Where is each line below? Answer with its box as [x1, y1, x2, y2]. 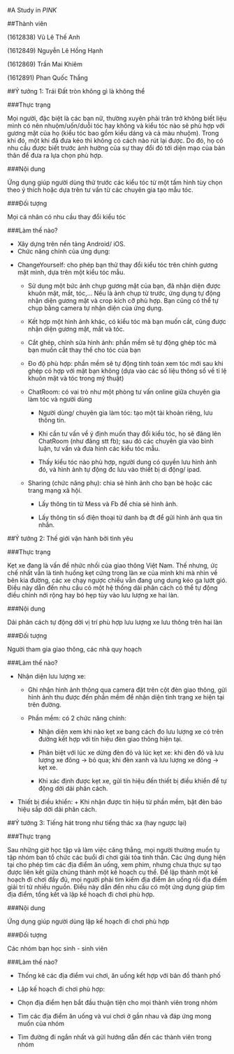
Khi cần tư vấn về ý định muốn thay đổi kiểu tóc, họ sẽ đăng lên [38, 429, 221, 438]
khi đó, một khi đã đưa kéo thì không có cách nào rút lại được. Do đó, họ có [7, 136, 224, 144]
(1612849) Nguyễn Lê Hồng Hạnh [7, 47, 103, 54]
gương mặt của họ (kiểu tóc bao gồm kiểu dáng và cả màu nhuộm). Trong [7, 129, 219, 137]
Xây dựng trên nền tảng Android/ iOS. [17, 240, 126, 248]
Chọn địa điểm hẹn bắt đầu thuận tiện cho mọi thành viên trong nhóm [17, 998, 218, 1007]
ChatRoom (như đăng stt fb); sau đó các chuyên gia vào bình [38, 437, 214, 445]
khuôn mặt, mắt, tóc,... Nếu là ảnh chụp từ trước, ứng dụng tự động [27, 289, 221, 297]
